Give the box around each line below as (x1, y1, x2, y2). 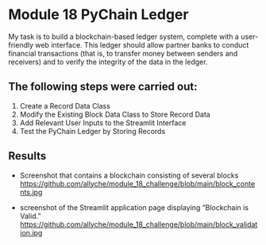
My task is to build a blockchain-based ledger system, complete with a (8, 32, 240, 41)
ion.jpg (19, 228, 43, 237)
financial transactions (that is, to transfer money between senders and (8, 48, 238, 58)
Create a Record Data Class (19, 101, 111, 110)
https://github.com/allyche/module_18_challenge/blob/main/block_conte (19, 178, 256, 188)
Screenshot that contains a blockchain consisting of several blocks (19, 170, 239, 180)
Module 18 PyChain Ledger (8, 6, 189, 24)
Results (8, 149, 47, 163)
